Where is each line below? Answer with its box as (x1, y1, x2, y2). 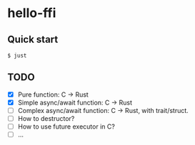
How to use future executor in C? (17, 122, 116, 131)
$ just (7, 52, 27, 59)
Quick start (7, 33, 59, 45)
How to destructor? (17, 114, 75, 122)
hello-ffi (7, 5, 56, 21)
